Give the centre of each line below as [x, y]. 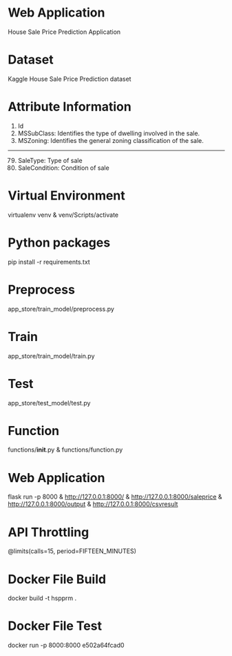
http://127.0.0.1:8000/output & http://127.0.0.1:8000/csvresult [93, 504]
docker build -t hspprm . [42, 598]
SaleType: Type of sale [50, 160]
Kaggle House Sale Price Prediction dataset [70, 79]
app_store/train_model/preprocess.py [61, 309]
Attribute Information [70, 107]
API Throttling [49, 532]
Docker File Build [57, 579]
